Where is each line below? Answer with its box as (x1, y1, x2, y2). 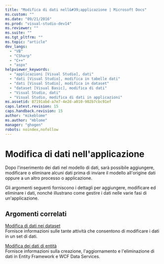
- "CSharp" (9, 53, 32, 58)
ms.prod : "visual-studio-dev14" (5, 21, 72, 26)
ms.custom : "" (5, 12, 35, 17)
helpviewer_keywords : (5, 67, 50, 72)
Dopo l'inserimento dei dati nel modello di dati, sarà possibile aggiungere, (5, 164, 155, 171)
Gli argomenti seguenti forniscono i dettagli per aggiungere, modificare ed (5, 185, 156, 191)
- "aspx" (9, 62, 28, 67)
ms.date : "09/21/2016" (5, 16, 52, 21)
